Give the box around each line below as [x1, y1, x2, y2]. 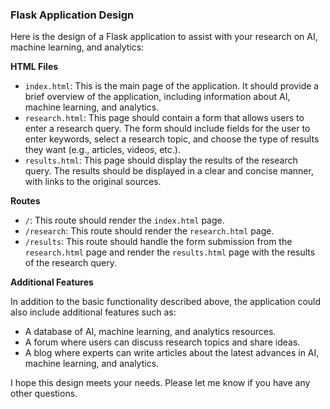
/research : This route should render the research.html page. [24, 225, 275, 237]
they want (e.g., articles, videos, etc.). [24, 144, 181, 156]
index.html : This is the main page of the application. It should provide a [24, 80, 320, 92]
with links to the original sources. [24, 176, 162, 188]
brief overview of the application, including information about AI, [24, 91, 291, 103]
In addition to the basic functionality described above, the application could [10, 296, 322, 308]
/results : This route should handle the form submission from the [24, 236, 293, 248]
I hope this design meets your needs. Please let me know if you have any [10, 377, 311, 389]
